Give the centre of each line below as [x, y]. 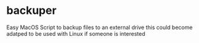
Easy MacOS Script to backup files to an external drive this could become [99, 27]
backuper [32, 11]
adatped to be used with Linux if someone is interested [76, 33]
